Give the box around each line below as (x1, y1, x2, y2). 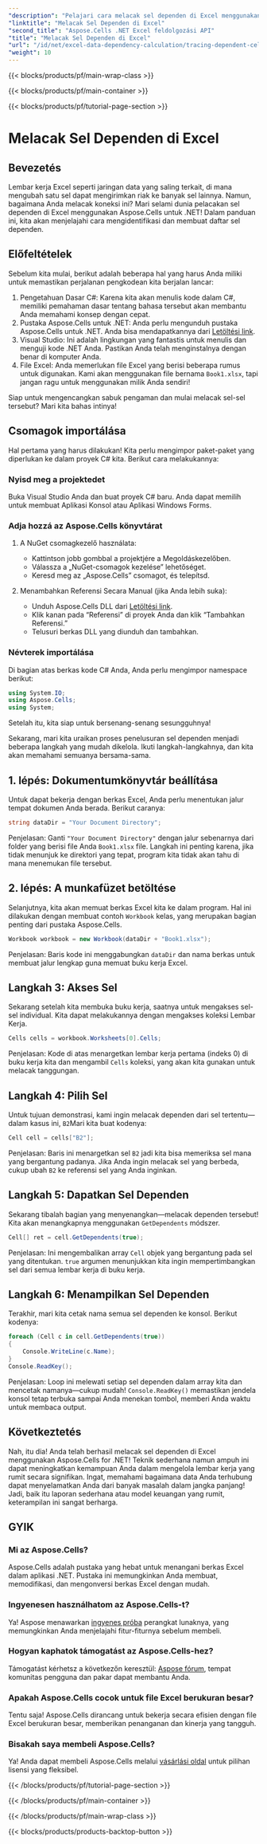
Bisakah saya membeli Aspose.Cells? (8, 1739, 156, 1750)
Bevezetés (8, 161, 62, 175)
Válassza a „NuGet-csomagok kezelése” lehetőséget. (31, 563, 207, 572)
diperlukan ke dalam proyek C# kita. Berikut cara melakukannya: (8, 453, 219, 463)
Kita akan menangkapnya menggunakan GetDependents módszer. (8, 1218, 221, 1227)
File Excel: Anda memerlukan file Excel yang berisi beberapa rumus (19, 360, 241, 370)
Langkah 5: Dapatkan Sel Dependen (8, 1188, 189, 1202)
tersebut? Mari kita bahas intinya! (8, 401, 118, 410)
